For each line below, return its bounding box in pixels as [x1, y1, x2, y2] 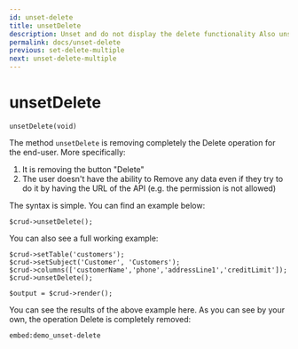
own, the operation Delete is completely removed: [9, 313, 192, 324]
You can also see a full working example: [9, 233, 159, 243]
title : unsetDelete [9, 21, 82, 30]
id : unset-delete [9, 12, 74, 22]
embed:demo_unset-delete [9, 330, 101, 340]
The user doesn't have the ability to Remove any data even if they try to [21, 173, 284, 184]
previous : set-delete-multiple [9, 46, 125, 55]
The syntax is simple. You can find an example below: [9, 200, 206, 210]
